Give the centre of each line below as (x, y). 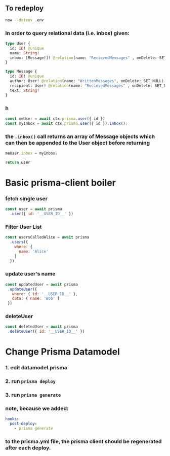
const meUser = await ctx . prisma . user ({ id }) (55, 119)
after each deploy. (28, 448)
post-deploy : (24, 424)
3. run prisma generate (33, 395)
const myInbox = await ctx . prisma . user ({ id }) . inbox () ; (67, 123)
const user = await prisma (34, 209)
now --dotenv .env (25, 20)
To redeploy (25, 8)
